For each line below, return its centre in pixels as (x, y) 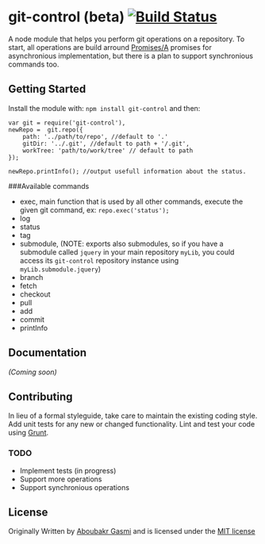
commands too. (34, 64)
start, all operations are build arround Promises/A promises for (110, 47)
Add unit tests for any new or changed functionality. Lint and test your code (132, 424)
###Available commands (49, 186)
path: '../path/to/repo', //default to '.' (96, 136)
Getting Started (47, 89)
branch (31, 277)
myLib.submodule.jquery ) (60, 269)
